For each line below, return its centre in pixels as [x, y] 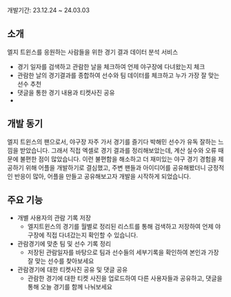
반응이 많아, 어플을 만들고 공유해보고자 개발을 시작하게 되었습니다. [102, 176]
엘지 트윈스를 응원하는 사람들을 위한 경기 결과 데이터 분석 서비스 [93, 52]
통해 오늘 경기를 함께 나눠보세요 [70, 287]
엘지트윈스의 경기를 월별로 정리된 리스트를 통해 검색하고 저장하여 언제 [120, 227]
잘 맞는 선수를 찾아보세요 [61, 261]
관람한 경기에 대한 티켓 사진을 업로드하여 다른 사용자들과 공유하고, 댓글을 [125, 278]
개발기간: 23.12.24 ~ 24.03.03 [48, 10]
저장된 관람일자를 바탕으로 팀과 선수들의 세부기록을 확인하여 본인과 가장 [123, 252]
